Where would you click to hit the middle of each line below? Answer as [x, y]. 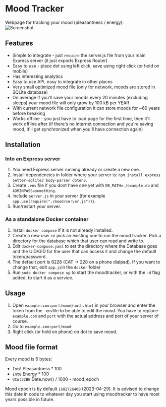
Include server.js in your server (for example [59, 196]
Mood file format [31, 347]
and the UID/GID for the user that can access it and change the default [84, 251]
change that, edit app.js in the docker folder [56, 267]
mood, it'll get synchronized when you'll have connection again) [78, 129]
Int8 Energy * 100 [30, 374]
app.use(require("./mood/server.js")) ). [54, 201]
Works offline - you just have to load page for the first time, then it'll [81, 118]
